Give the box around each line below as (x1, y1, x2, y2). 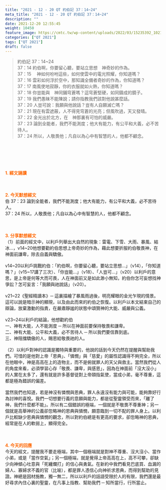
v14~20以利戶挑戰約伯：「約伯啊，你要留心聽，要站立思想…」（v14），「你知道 (5, 263, 161, 269)
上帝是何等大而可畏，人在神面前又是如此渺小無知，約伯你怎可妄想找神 (18, 275, 161, 281)
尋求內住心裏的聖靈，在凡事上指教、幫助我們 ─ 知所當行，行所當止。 (9, 480, 149, 486)
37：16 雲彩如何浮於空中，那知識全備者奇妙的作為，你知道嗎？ (17, 77, 145, 83)
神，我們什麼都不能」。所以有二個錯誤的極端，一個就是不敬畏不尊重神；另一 (5, 402, 159, 408)
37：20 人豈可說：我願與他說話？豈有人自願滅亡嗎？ (17, 102, 124, 108)
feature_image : (5, 30, 37, 35)
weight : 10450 (5, 26, 35, 31)
